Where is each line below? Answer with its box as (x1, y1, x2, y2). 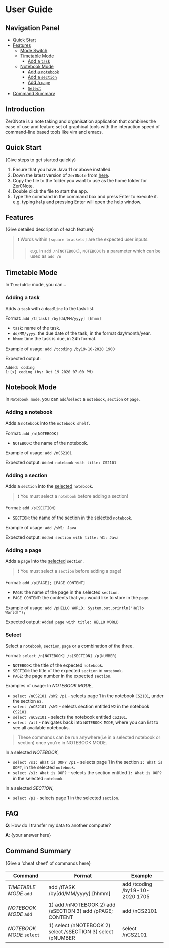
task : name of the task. (12, 325, 60, 331)
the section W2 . (12, 698, 43, 704)
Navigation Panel (5, 24, 60, 32)
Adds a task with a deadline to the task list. (5, 305, 95, 311)
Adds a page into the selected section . (5, 558, 84, 564)
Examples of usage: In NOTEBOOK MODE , (5, 682, 93, 688)
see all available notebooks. (12, 724, 70, 730)
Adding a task (5, 294, 40, 301)
